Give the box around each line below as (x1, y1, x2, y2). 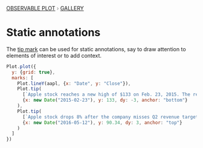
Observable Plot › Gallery (6, 5, 85, 11)
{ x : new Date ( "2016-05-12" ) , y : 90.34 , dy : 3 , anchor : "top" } (22, 119, 182, 126)
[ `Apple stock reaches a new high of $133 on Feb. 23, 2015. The (22, 91, 190, 97)
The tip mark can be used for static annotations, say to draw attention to (6, 45, 186, 52)
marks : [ (11, 75, 34, 81)
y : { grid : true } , (11, 69, 56, 75)
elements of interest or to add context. (6, 52, 101, 59)
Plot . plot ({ (6, 63, 36, 70)
